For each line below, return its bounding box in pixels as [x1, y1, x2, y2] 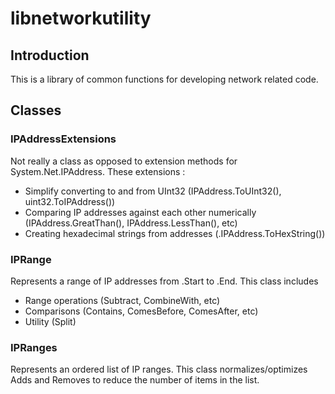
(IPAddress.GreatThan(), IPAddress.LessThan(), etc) [24, 217, 238, 229]
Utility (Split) [24, 315, 77, 327]
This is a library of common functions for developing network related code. [10, 73, 319, 85]
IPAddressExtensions [10, 132, 117, 146]
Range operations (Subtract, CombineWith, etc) [24, 294, 221, 306]
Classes [10, 102, 62, 119]
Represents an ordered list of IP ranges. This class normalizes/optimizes [10, 363, 308, 376]
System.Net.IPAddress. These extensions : [10, 165, 186, 177]
